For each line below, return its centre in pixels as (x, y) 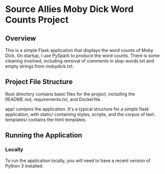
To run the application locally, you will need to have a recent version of (78, 160)
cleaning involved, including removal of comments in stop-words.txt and (79, 61)
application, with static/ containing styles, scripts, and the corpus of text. (80, 114)
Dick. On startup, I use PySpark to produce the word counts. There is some (82, 55)
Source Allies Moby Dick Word (69, 9)
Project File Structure (39, 82)
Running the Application (44, 135)
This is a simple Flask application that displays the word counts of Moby (79, 50)
